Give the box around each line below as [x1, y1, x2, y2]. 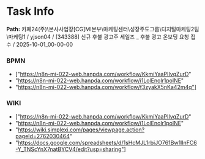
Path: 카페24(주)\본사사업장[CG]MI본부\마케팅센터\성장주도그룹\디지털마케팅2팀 [6, 25, 199, 33]
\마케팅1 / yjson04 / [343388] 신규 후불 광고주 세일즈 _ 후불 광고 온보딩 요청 [6, 33, 190, 41]
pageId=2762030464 [15, 132, 70, 139]
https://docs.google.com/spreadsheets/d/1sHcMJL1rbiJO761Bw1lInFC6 [18, 139, 197, 146]
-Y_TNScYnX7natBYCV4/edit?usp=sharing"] [15, 145, 127, 153]
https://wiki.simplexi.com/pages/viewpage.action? [18, 126, 145, 133]
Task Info [6, 4, 54, 18]
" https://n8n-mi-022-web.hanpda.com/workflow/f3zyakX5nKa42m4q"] [15, 83, 197, 91]
